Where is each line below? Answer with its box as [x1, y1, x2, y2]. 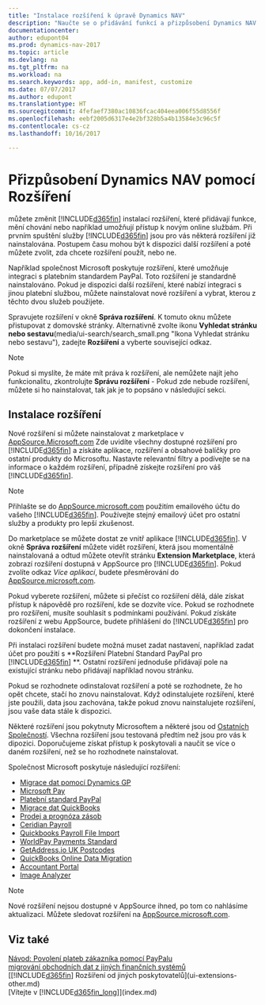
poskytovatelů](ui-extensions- [138, 971, 237, 980]
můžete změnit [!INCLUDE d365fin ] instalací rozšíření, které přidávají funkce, [8, 213, 257, 223]
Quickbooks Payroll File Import [19, 828, 120, 838]
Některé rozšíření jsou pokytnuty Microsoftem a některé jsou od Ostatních [8, 722, 249, 731]
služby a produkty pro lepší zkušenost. [8, 519, 134, 528]
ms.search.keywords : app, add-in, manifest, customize [8, 78, 193, 86]
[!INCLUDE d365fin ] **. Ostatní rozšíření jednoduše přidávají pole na [8, 658, 228, 667]
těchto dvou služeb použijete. [8, 297, 105, 306]
